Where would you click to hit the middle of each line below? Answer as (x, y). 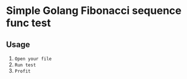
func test (28, 23)
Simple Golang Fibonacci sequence (94, 11)
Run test (25, 65)
